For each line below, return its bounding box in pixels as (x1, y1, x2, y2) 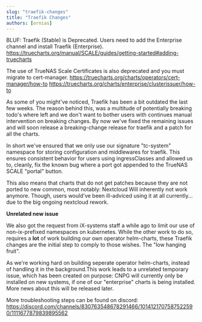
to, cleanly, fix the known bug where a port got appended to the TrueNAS (6, 161, 188, 169)
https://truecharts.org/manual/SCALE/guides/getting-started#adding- (6, 49, 179, 57)
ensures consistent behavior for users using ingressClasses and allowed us (6, 155, 193, 162)
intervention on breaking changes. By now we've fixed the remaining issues (6, 118, 194, 125)
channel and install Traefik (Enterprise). (6, 43, 104, 50)
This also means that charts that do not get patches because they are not (6, 179, 188, 187)
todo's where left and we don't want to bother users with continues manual (6, 111, 192, 118)
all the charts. (6, 130, 40, 137)
